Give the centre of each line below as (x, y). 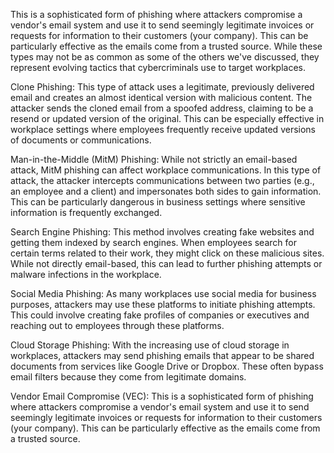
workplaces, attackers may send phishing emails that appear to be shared (162, 355)
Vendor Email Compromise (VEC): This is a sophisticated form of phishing (162, 396)
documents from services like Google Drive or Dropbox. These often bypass (167, 366)
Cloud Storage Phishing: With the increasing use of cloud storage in (150, 345)
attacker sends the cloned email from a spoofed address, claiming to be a (162, 108)
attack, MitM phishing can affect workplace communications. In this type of (166, 170)
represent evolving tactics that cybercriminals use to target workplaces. (158, 67)
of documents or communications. (81, 140)
